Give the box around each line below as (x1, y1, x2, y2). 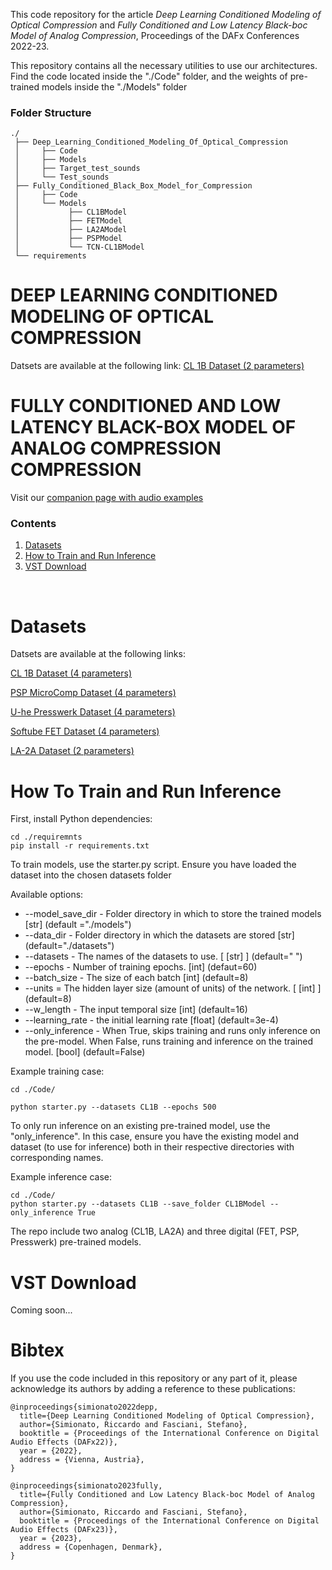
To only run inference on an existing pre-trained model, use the (10, 1120, 271, 1132)
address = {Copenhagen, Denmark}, (19, 1542, 163, 1553)
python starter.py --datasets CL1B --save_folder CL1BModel (10, 1199, 267, 1209)
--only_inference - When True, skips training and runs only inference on (24, 1025, 321, 1037)
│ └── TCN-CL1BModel (14, 242, 145, 253)
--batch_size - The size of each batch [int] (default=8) (24, 972, 249, 984)
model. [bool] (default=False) (24, 1046, 146, 1058)
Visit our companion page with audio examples (10, 492, 204, 504)
